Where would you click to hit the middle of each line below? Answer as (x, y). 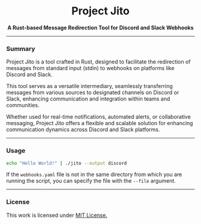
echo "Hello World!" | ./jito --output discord (67, 163)
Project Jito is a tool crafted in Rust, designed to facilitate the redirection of (98, 62)
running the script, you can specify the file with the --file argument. (91, 181)
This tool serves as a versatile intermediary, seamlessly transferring (90, 86)
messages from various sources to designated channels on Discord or (93, 93)
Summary (21, 49)
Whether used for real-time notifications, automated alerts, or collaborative (99, 117)
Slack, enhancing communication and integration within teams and (88, 99)
